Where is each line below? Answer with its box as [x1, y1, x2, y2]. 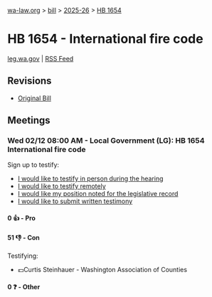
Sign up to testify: [7, 161, 59, 169]
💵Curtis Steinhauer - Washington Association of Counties [17, 266, 187, 274]
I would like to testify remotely [17, 182, 107, 190]
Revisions [7, 75, 52, 87]
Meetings [7, 114, 51, 126]
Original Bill [17, 94, 52, 102]
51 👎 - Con [7, 233, 41, 242]
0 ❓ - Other [7, 282, 41, 291]
